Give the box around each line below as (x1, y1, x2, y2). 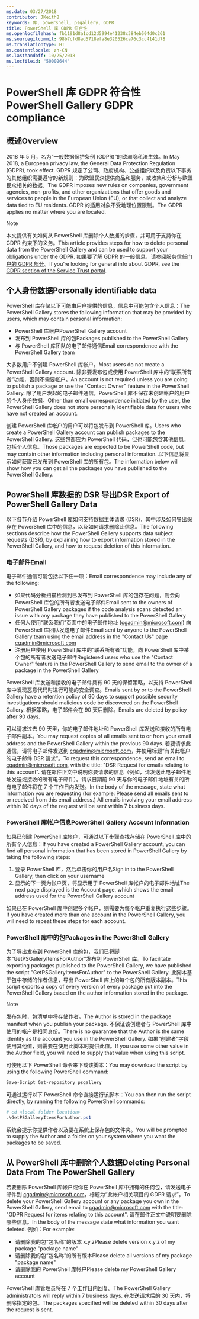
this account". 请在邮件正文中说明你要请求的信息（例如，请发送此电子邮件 (6, 768, 187, 776)
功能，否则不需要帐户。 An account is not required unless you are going (14, 376, 188, 383)
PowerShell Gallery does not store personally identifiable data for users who (6, 404, 192, 411)
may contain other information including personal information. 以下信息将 (6, 451, 185, 458)
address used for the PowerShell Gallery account (14, 892, 135, 899)
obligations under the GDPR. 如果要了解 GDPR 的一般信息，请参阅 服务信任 (6, 253, 188, 260)
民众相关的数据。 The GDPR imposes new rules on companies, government (6, 181, 188, 188)
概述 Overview (6, 136, 59, 146)
